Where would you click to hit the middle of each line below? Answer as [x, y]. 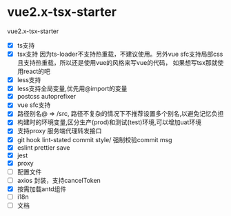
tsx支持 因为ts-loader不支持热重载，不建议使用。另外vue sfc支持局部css [120, 54]
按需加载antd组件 [42, 189]
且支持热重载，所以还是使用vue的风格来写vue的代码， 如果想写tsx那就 [117, 63]
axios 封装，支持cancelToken [59, 180]
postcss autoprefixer [47, 97]
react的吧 [37, 71]
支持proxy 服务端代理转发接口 [59, 131]
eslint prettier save [43, 147]
